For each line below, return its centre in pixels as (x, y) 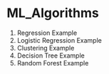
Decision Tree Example (51, 55)
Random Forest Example (53, 63)
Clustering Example (46, 48)
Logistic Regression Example (59, 40)
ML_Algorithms (53, 13)
